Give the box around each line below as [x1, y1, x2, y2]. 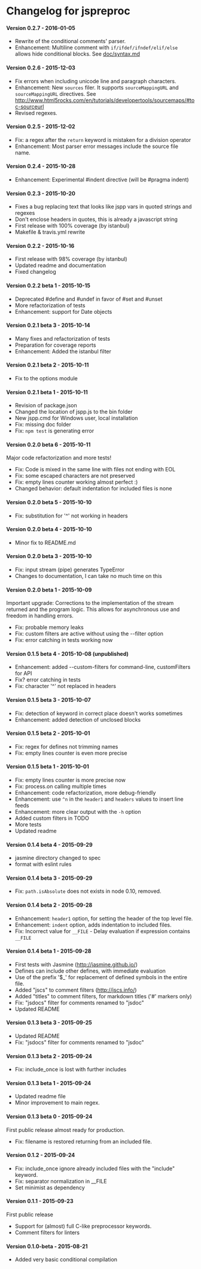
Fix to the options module [14, 375, 78, 382]
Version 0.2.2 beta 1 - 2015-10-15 [6, 282, 91, 289]
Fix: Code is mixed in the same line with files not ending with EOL [14, 466, 176, 473]
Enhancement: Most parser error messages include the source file [14, 143, 178, 150]
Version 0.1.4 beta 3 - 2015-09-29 [6, 874, 93, 882]
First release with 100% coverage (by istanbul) [14, 222, 130, 229]
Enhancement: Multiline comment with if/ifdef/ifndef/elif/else [14, 44, 178, 52]
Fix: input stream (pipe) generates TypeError [14, 566, 124, 573]
